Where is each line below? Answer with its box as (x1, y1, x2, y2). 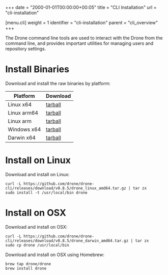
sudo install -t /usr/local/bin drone (5, 190, 88, 195)
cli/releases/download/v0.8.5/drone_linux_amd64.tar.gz (5, 185, 126, 190)
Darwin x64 (8, 134, 36, 141)
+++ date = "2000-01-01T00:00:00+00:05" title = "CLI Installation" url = (5, 5, 157, 10)
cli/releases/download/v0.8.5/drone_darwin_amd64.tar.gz (5, 238, 129, 243)
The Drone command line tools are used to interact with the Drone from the (5, 35, 163, 41)
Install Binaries (5, 64, 70, 75)
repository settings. (5, 46, 46, 51)
